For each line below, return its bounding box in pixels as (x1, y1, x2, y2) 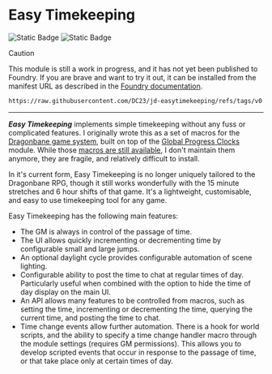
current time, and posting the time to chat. (19, 312, 161, 322)
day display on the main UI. (19, 286, 112, 297)
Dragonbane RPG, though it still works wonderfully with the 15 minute (8, 178, 240, 187)
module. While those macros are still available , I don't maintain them (8, 144, 236, 155)
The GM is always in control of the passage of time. (19, 226, 193, 236)
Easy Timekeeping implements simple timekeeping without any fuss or (8, 119, 246, 129)
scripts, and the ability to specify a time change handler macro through (19, 330, 257, 340)
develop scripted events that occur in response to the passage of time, (19, 347, 257, 357)
